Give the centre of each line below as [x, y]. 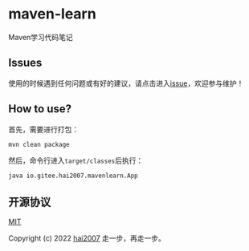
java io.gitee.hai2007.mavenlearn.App [73, 176]
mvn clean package [39, 144]
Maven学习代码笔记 [41, 37]
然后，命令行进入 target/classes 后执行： [76, 160]
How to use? [40, 109]
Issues [25, 63]
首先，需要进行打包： [43, 129]
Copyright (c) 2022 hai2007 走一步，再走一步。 [87, 238]
